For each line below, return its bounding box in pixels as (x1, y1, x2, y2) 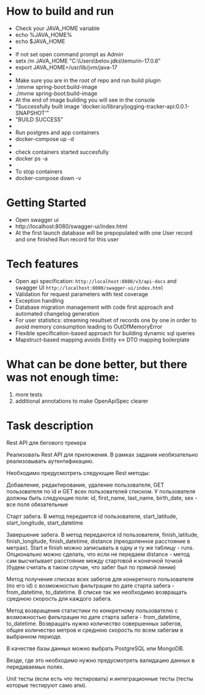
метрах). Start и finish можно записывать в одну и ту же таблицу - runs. (6, 544, 195, 551)
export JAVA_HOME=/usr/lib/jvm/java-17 (15, 63, 117, 71)
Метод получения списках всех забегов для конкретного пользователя (6, 575, 194, 583)
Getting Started (6, 196, 87, 210)
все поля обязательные (6, 501, 69, 508)
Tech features (6, 257, 79, 271)
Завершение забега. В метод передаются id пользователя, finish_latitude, (6, 531, 199, 538)
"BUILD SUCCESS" (15, 115, 64, 123)
